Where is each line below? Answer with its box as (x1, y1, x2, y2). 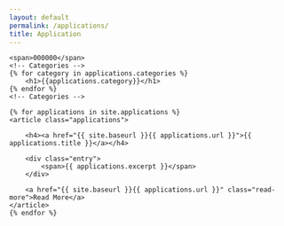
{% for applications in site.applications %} (9, 108, 180, 117)
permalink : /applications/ (9, 21, 109, 30)
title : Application (9, 29, 82, 38)
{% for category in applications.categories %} (9, 69, 189, 78)
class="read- (227, 185, 276, 195)
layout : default (9, 12, 69, 22)
